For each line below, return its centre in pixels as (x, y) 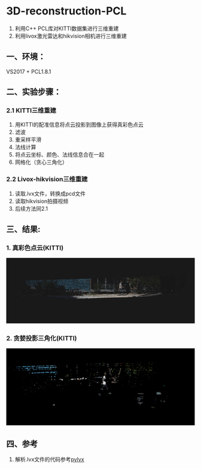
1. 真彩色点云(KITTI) (35, 248)
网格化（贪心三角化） (41, 162)
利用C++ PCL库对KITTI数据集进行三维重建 (67, 28)
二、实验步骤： (34, 92)
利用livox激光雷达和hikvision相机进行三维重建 (71, 36)
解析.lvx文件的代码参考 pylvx (50, 459)
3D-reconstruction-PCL (66, 11)
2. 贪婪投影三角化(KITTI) (42, 338)
